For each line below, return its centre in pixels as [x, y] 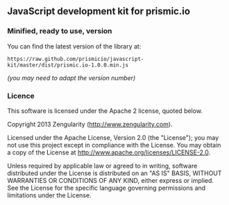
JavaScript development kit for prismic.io [99, 11]
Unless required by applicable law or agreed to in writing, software [102, 166]
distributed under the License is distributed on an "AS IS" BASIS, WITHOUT [114, 173]
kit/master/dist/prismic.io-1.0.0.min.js [68, 65]
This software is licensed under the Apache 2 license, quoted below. [105, 111]
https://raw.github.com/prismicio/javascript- [76, 59]
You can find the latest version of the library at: [74, 46]
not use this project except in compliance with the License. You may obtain [114, 145]
